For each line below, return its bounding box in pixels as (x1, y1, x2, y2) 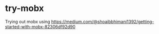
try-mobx (5, 3, 44, 14)
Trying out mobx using (5, 19, 50, 24)
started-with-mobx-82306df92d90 (5, 23, 76, 29)
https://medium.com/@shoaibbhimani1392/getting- (51, 19, 155, 24)
